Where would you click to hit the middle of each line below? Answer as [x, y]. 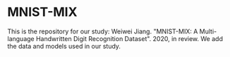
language [21, 38]
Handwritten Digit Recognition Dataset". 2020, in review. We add [129, 38]
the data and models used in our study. [64, 46]
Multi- [208, 31]
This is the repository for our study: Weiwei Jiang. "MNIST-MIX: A [103, 31]
